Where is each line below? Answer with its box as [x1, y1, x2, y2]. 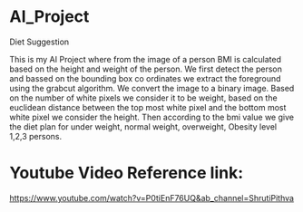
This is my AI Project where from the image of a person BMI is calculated [9, 53, 282, 64]
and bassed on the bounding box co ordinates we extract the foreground [9, 72, 281, 83]
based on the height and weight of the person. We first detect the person [9, 63, 283, 74]
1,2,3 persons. [9, 130, 62, 141]
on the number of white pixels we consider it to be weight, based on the [9, 92, 279, 103]
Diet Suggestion [9, 36, 70, 47]
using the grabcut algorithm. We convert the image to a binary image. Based [9, 82, 295, 93]
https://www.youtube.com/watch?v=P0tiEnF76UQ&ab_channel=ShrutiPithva [9, 192, 295, 203]
